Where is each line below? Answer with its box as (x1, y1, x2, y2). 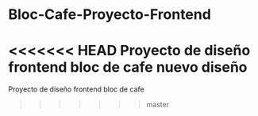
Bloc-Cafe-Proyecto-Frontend (8, 6, 212, 24)
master (146, 100, 169, 110)
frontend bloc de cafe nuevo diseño (8, 58, 248, 77)
